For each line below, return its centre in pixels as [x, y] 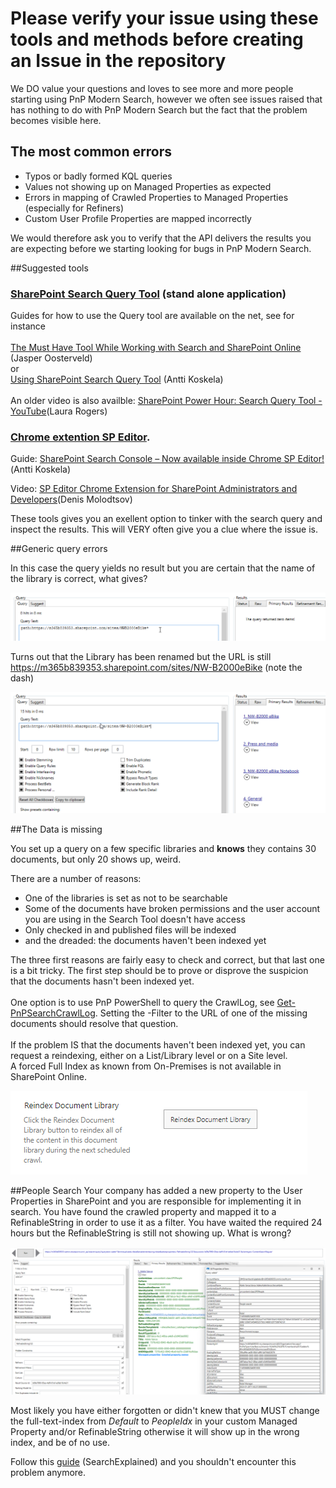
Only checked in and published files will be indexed [130, 929]
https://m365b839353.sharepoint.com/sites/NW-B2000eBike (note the [156, 667]
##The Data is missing [56, 829]
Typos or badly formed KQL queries [98, 176]
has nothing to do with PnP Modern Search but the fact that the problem [159, 109]
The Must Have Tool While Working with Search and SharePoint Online [156, 348]
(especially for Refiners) [74, 208]
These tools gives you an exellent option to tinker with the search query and [166, 519]
